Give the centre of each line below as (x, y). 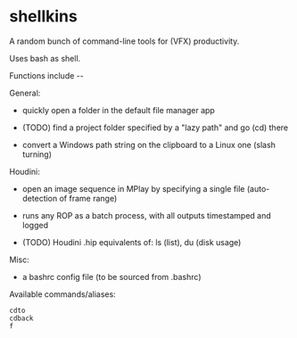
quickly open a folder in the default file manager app (119, 110)
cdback (21, 318)
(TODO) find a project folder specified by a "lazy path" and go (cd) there (155, 128)
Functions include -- (47, 75)
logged (35, 225)
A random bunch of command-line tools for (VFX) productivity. (124, 41)
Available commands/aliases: (62, 294)
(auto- (258, 188)
